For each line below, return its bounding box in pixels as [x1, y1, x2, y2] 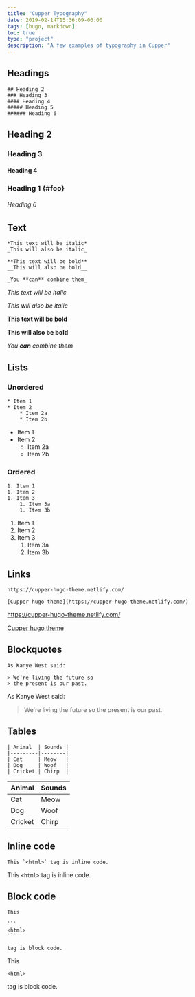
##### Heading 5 [7, 104, 54, 111]
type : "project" [7, 36, 54, 43]
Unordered [7, 382, 44, 392]
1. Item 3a [19, 501, 51, 508]
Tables [7, 726, 36, 737]
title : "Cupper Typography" [7, 10, 88, 17]
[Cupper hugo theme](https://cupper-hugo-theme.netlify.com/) [7, 598, 189, 606]
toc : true [7, 29, 36, 36]
